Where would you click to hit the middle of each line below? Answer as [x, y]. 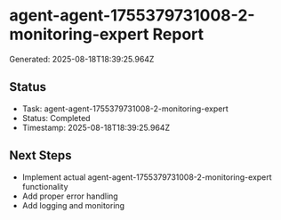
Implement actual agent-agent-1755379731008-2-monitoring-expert [147, 177]
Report [178, 34]
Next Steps [40, 155]
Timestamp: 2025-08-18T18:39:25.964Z [96, 127]
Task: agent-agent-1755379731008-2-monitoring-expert [125, 109]
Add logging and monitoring [73, 205]
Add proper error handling [70, 196]
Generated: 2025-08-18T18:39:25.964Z [82, 59]
